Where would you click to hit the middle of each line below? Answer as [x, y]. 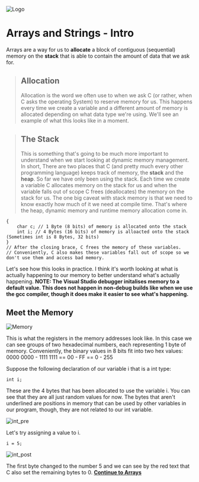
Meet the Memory [40, 312]
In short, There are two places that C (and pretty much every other [102, 166]
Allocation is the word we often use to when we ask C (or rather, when [106, 95]
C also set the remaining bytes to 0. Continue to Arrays [74, 472]
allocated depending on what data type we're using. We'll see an [99, 114]
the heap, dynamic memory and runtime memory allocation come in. [104, 210]
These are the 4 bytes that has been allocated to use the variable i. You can [98, 391]
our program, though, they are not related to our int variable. [79, 409]
